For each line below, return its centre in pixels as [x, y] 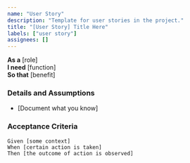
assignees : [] [28, 40]
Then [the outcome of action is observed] [70, 153]
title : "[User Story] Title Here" [58, 27]
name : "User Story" [36, 14]
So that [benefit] [31, 75]
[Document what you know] [58, 108]
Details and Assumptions [51, 93]
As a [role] [23, 60]
